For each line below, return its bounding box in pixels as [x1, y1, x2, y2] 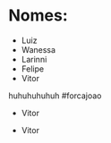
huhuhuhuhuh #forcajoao [8, 90, 102, 101]
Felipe [21, 63, 45, 74]
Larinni [21, 54, 47, 64]
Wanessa [21, 44, 55, 55]
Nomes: [8, 5, 68, 26]
